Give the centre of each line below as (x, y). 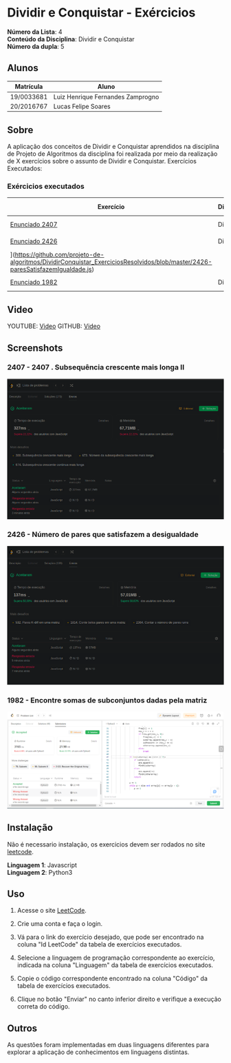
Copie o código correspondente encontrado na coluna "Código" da (112, 979)
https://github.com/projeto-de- (59, 254)
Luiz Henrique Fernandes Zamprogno (106, 97)
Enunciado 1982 (34, 282)
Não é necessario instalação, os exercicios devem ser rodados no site (106, 844)
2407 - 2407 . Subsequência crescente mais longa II (96, 367)
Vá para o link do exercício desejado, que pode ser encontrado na (110, 937)
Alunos (23, 68)
